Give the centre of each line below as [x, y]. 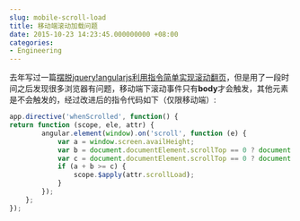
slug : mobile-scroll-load [57, 17]
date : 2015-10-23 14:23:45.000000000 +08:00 [94, 34]
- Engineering [36, 51]
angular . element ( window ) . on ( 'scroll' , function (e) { [144, 133]
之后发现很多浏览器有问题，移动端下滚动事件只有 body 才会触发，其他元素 [153, 89]
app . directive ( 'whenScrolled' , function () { [94, 117]
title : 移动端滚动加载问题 [54, 26]
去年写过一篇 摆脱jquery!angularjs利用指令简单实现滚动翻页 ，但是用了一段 [146, 78]
